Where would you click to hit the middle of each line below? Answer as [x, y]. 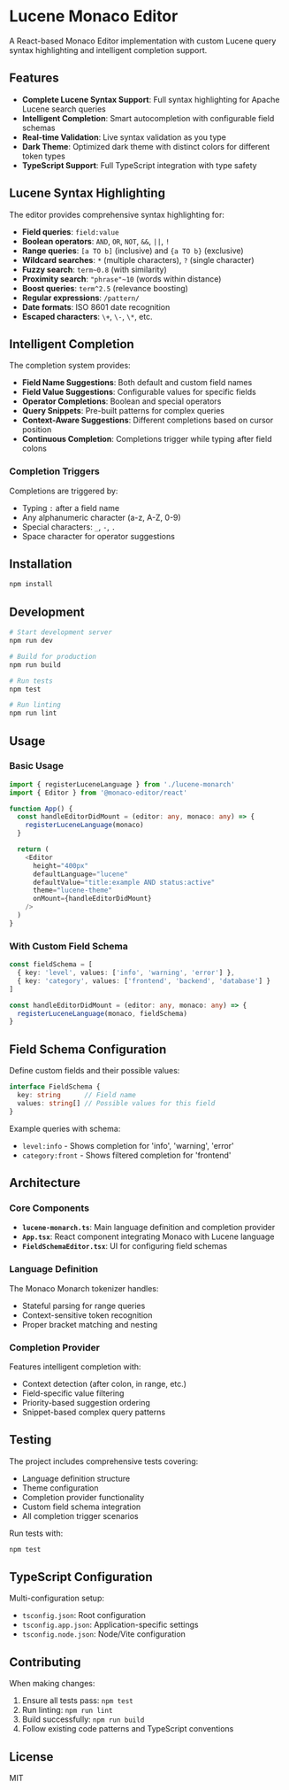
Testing [30, 1440]
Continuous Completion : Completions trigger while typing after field [147, 439]
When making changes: [52, 1684]
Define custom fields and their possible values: [95, 1071]
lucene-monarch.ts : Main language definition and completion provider [148, 1228]
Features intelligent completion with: [75, 1367]
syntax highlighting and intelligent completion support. [108, 50]
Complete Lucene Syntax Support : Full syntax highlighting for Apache [151, 99]
